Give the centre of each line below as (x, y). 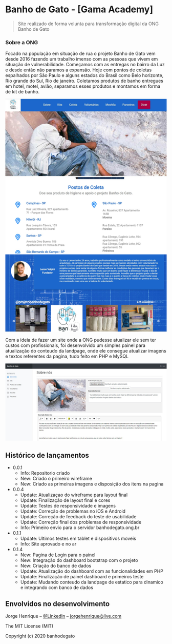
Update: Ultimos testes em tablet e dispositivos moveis (78, 539)
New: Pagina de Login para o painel (58, 555)
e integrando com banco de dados (57, 588)
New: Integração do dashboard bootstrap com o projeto (79, 560)
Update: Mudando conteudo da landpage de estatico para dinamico (92, 582)
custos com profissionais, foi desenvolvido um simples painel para (76, 345)
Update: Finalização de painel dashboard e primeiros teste (82, 577)
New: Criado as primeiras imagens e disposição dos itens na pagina (92, 484)
